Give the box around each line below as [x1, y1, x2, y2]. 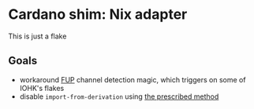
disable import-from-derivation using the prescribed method [19, 92, 219, 101]
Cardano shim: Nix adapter [8, 5, 188, 24]
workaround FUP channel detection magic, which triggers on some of [19, 74, 246, 84]
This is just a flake [8, 31, 67, 41]
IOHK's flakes [19, 83, 65, 93]
